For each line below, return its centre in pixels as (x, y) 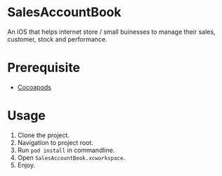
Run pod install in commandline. (66, 150)
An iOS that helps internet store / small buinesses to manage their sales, (111, 32)
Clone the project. (44, 135)
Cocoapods (34, 87)
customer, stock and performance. (57, 39)
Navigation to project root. (55, 142)
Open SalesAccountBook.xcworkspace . (71, 157)
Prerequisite (44, 68)
